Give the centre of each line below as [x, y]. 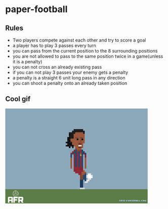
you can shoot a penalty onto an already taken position [70, 83]
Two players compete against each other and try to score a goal [79, 40]
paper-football [36, 9]
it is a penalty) [27, 61]
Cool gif [18, 99]
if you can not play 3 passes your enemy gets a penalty [70, 72]
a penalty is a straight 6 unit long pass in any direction [69, 78]
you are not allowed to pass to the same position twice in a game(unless [88, 56]
